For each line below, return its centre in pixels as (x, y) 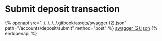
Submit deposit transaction (63, 9)
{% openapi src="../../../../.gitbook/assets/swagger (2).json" (66, 23)
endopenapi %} (21, 33)
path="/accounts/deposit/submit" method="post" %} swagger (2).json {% (81, 28)
